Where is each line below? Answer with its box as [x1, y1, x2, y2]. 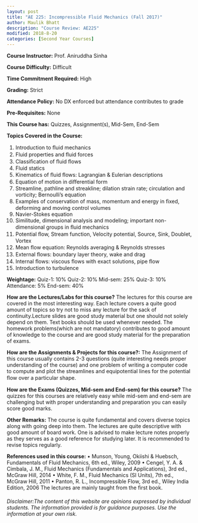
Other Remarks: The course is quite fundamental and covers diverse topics [6, 416, 190, 423]
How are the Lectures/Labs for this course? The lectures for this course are [6, 294, 193, 301]
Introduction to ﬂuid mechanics [15, 144, 91, 151]
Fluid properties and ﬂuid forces [15, 151, 94, 158]
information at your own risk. [6, 510, 77, 517]
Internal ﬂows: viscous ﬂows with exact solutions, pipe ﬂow [15, 258, 160, 265]
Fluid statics [15, 165, 45, 172]
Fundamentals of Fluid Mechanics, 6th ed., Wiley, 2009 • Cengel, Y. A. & [6, 459, 183, 466]
